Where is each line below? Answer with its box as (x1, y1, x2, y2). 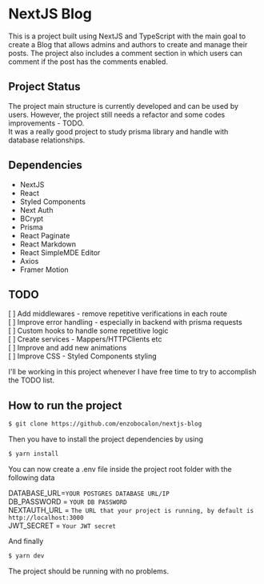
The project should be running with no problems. (8, 566, 170, 576)
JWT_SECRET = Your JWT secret (8, 521, 117, 530)
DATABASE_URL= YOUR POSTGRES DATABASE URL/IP (8, 488, 170, 498)
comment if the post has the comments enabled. (8, 57, 168, 66)
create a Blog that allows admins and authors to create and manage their (8, 39, 248, 49)
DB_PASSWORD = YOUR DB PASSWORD (8, 497, 127, 506)
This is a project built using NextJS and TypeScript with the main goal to (8, 31, 246, 41)
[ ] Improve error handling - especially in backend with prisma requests (8, 318, 242, 327)
